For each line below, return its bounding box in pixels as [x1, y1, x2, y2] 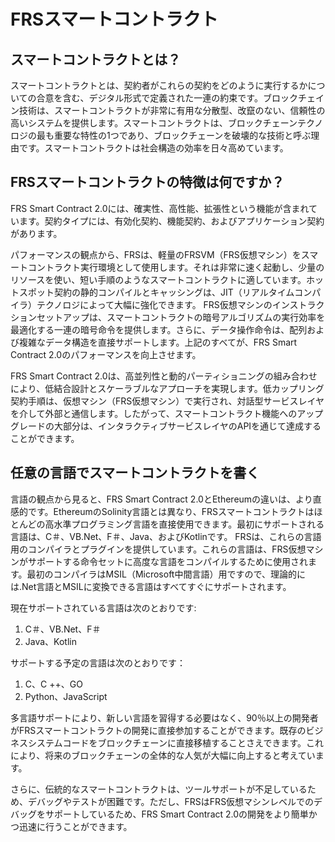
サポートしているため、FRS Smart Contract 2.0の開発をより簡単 [44, 808, 309, 820]
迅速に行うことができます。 [18, 820, 133, 832]
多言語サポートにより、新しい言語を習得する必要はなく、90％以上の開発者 [10, 711, 319, 724]
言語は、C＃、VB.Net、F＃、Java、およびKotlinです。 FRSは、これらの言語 [10, 530, 322, 542]
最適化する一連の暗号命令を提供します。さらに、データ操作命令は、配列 [10, 323, 308, 335]
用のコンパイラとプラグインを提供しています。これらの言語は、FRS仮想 [10, 543, 307, 555]
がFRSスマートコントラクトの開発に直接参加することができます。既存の [10, 724, 307, 736]
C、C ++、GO [24, 678, 83, 690]
